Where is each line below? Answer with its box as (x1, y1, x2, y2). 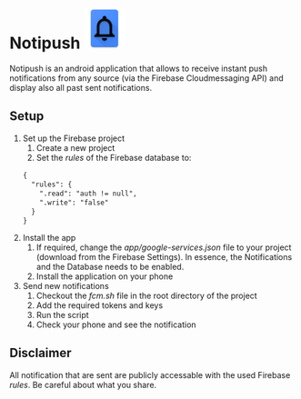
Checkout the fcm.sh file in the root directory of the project (35, 290, 257, 301)
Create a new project (35, 142, 115, 153)
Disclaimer (9, 345, 72, 361)
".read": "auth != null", (39, 189, 138, 198)
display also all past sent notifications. (9, 82, 153, 93)
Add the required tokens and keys (35, 299, 164, 311)
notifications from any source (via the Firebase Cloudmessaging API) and (9, 72, 284, 84)
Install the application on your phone (35, 271, 174, 282)
